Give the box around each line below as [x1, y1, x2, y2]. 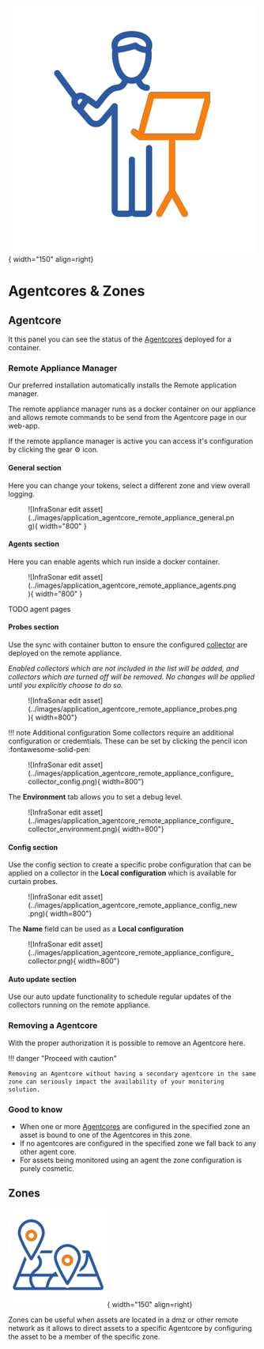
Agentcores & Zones [8, 282, 145, 300]
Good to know [8, 1104, 63, 1115]
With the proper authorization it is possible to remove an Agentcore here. [8, 1038, 246, 1048]
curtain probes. [8, 877, 58, 886]
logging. [8, 489, 36, 498]
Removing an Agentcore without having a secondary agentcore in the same [8, 1070, 257, 1078]
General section [8, 463, 62, 472]
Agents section [8, 539, 59, 549]
